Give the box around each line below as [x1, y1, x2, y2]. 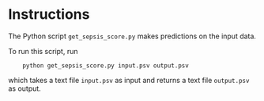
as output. [8, 84, 41, 93]
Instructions [8, 5, 90, 23]
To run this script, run [8, 46, 78, 56]
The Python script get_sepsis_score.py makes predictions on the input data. [8, 31, 257, 41]
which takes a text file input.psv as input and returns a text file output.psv [8, 75, 250, 85]
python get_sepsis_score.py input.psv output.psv [22, 61, 190, 70]
